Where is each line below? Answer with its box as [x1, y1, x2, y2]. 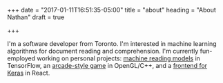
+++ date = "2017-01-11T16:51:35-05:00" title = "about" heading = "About [7, 6, 216, 14]
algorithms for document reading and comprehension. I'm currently [7, 47, 199, 55]
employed [7, 54, 36, 62]
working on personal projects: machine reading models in [37, 54, 200, 62]
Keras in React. [7, 69, 50, 77]
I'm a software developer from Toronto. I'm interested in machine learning [7, 40, 217, 47]
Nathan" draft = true [7, 13, 65, 21]
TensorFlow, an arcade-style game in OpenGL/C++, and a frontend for [7, 62, 208, 69]
